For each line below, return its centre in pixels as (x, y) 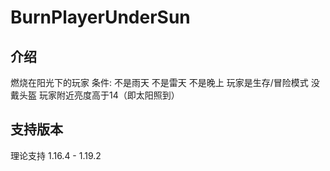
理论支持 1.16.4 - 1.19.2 (56, 155)
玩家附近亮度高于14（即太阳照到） (109, 95)
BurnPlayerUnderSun (100, 17)
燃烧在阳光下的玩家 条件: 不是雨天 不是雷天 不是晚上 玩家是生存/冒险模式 (159, 82)
